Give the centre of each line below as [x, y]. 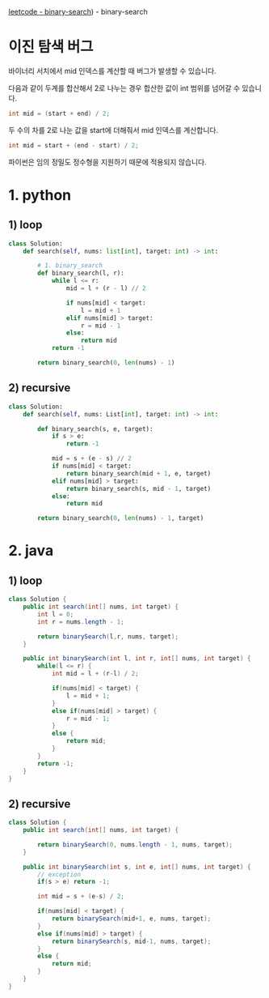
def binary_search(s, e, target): [95, 429]
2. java [31, 551]
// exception [59, 874]
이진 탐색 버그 [51, 47]
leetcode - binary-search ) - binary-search [78, 12]
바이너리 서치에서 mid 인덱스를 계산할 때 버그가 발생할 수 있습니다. [112, 70]
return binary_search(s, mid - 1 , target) [139, 488]
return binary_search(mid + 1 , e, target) [139, 473]
